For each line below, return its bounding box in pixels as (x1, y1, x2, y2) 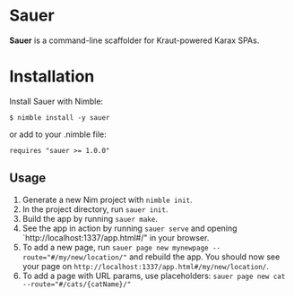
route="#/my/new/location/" (22, 252, 127, 262)
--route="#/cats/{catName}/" (22, 279, 132, 289)
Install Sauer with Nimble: (9, 96, 104, 106)
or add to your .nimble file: (9, 129, 107, 140)
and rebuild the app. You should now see (128, 251, 281, 262)
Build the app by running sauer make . (22, 213, 159, 224)
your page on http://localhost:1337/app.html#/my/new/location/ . (22, 260, 269, 271)
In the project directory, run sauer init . (22, 203, 169, 215)
